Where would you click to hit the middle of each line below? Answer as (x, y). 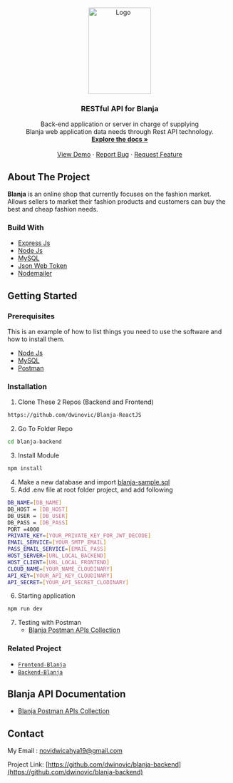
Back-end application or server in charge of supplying (120, 124)
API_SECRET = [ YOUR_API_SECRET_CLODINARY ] (68, 582)
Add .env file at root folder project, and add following (95, 490)
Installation (27, 387)
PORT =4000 (24, 529)
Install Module (38, 455)
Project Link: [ (28, 764)
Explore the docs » (120, 140)
